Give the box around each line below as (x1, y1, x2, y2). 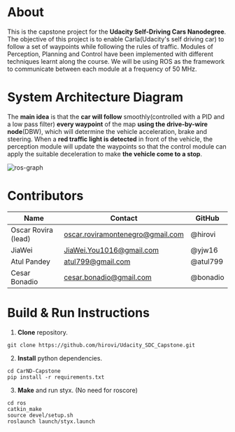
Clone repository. (17, 328, 69, 337)
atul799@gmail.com (64, 257, 131, 266)
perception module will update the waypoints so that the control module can (7, 142, 227, 151)
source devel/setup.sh (7, 412, 73, 419)
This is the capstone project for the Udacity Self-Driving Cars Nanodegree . (7, 27, 227, 36)
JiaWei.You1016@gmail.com (64, 245, 159, 255)
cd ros (7, 399, 27, 407)
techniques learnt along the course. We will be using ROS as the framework (7, 57, 225, 65)
